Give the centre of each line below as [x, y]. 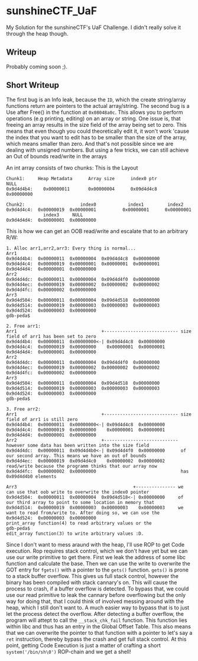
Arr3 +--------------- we [95, 487]
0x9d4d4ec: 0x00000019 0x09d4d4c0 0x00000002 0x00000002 [86, 461]
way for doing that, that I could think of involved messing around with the [95, 601]
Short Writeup [33, 85]
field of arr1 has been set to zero [51, 336]
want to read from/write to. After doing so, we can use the [83, 513]
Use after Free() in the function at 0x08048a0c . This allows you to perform [95, 112]
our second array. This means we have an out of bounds [76, 456]
